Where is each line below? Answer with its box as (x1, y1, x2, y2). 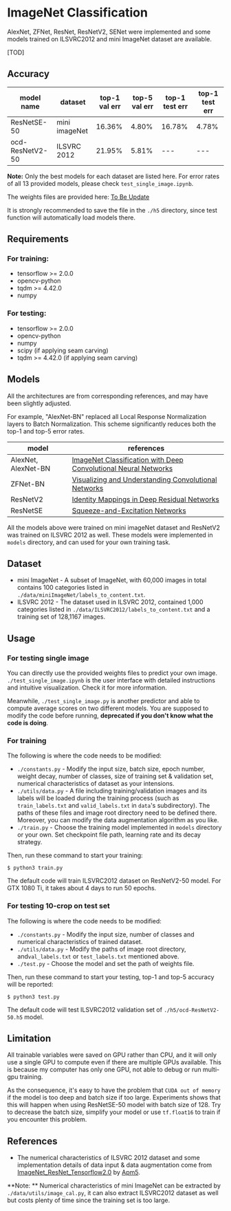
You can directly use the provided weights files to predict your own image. (7, 669, 218, 677)
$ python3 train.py (7, 865, 63, 872)
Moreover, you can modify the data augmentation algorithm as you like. (16, 816, 219, 824)
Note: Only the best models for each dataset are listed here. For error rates (7, 172, 220, 180)
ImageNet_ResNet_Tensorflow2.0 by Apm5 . (16, 1168, 141, 1177)
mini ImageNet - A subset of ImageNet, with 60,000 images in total (16, 576, 207, 584)
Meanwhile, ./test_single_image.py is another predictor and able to (7, 697, 200, 705)
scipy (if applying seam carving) (16, 346, 109, 354)
